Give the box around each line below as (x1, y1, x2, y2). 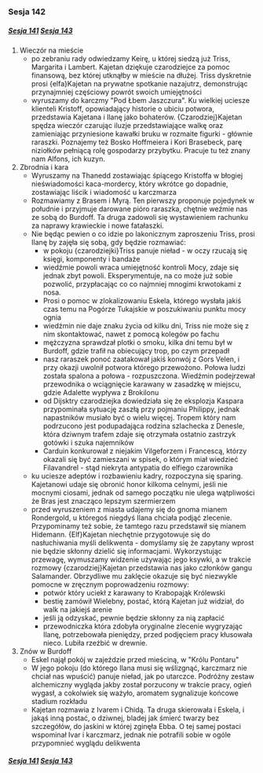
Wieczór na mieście (19, 46, 84, 55)
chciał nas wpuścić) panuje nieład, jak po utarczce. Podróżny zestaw (31, 671, 254, 681)
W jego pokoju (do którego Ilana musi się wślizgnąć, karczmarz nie (31, 663, 247, 672)
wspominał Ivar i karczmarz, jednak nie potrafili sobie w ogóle (31, 730, 232, 739)
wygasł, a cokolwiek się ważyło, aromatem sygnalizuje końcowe (31, 688, 239, 698)
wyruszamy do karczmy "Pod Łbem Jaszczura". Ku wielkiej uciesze (31, 95, 250, 104)
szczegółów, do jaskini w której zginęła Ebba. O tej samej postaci (31, 721, 242, 731)
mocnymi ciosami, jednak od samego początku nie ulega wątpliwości (31, 488, 255, 497)
